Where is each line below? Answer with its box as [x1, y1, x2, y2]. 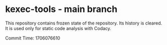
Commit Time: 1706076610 [5, 35, 60, 41]
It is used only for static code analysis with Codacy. [5, 25, 111, 31]
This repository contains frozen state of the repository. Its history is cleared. [5, 20, 162, 26]
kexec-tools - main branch [5, 3, 118, 15]
